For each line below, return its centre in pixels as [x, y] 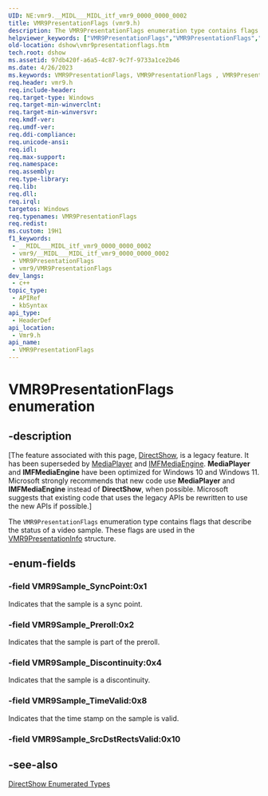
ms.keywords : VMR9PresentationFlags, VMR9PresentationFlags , [114, 75]
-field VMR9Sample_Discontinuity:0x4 [85, 663]
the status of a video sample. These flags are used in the [102, 530]
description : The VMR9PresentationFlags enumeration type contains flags [134, 30]
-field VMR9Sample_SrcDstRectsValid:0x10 [95, 738]
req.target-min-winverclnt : [55, 105]
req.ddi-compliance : [43, 134]
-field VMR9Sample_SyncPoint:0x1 [78, 587]
